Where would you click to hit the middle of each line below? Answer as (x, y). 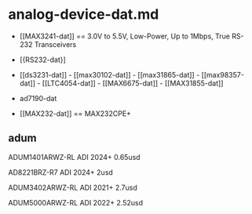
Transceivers (55, 44)
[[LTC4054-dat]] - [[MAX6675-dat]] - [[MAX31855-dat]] (133, 83)
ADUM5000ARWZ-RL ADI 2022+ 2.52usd (76, 202)
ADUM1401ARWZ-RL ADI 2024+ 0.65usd (74, 157)
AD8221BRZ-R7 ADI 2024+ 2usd (61, 172)
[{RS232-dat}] (43, 60)
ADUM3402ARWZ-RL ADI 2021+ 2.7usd (73, 187)
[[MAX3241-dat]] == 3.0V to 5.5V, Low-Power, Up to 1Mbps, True (124, 36)
